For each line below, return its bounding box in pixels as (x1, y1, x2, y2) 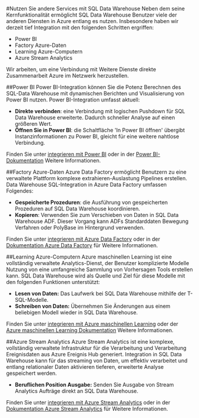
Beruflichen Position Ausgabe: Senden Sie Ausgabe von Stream (14, 381, 174, 388)
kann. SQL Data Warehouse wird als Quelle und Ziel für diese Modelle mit (6, 272, 185, 279)
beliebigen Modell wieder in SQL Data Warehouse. (14, 309, 138, 316)
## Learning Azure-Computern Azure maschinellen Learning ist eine (6, 253, 172, 260)
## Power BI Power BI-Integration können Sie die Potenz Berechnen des (6, 84, 181, 91)
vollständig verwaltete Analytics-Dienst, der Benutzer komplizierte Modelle (6, 260, 189, 266)
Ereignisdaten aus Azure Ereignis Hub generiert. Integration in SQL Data (6, 351, 182, 358)
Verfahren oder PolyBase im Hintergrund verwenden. (14, 224, 145, 231)
